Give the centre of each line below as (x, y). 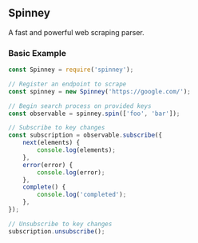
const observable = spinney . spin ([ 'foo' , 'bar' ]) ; (94, 114)
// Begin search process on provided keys (80, 106)
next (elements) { (51, 143)
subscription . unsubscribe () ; (57, 231)
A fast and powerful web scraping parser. (77, 32)
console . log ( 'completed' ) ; (82, 195)
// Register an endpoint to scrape (67, 84)
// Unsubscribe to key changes (60, 224)
